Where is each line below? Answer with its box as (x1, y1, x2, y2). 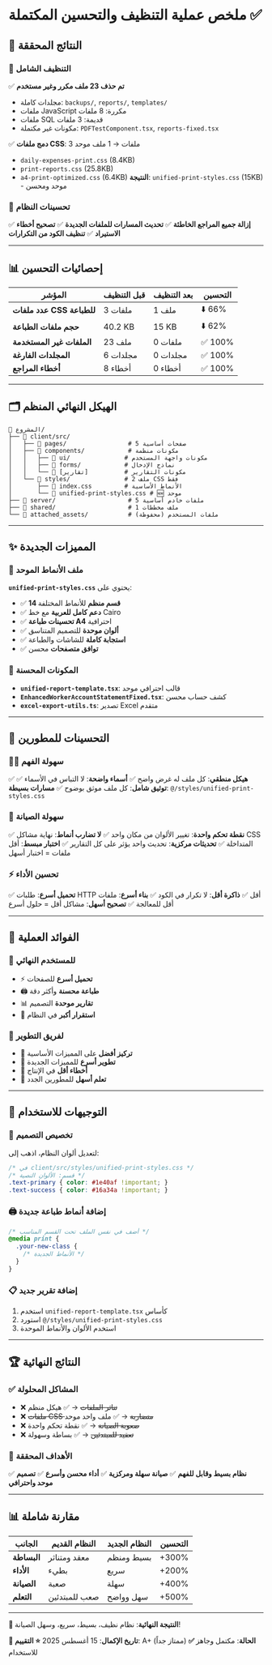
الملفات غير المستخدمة (12, 336, 92, 348)
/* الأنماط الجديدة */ (23, 1250, 85, 1258)
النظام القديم (51, 1538, 96, 1549)
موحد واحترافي (8, 1478, 53, 1488)
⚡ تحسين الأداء (8, 869, 59, 880)
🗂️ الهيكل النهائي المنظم (8, 399, 117, 414)
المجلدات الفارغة (12, 349, 70, 361)
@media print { (8, 1235, 60, 1243)
